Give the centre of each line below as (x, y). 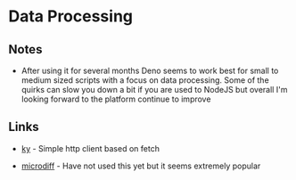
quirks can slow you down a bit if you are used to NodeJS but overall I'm (154, 90)
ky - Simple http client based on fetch (90, 148)
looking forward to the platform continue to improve (116, 99)
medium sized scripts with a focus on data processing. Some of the (145, 80)
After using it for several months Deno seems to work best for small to (150, 70)
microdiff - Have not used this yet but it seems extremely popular (141, 166)
